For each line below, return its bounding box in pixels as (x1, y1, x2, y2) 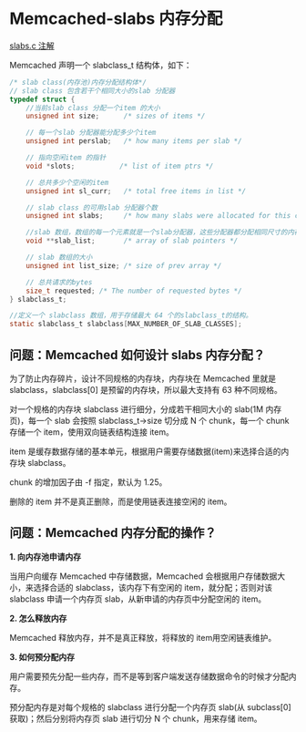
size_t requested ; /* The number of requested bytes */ (25, 286, 243, 295)
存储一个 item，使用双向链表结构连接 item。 (9, 427, 175, 438)
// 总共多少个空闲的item (25, 178, 109, 187)
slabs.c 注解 (9, 40, 55, 51)
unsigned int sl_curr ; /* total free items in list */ (25, 186, 247, 196)
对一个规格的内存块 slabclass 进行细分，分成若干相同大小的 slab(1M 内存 (9, 404, 282, 415)
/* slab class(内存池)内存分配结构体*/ (9, 77, 148, 87)
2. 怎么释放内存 (9, 613, 67, 624)
